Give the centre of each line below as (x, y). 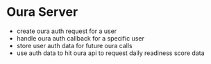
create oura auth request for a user (67, 31)
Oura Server (42, 12)
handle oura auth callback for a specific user (81, 38)
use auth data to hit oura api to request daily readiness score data (111, 53)
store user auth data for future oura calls (74, 45)
